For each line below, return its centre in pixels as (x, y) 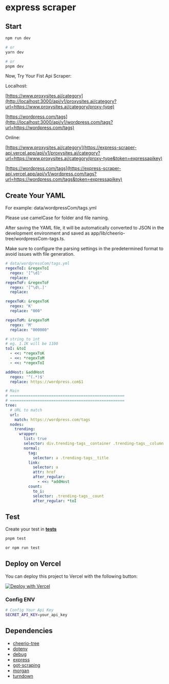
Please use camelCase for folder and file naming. (57, 218)
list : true (35, 439)
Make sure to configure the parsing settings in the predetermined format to (84, 249)
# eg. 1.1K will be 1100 (32, 344)
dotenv (20, 649)
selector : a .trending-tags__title (71, 458)
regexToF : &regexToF (27, 282)
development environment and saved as (48, 233)
